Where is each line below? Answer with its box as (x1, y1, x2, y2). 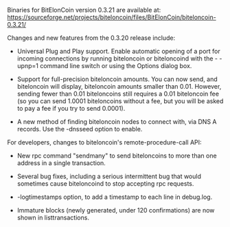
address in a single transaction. (16, 159, 106, 167)
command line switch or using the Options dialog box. (40, 62, 192, 69)
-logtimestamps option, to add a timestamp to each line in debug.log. (16, 193, 213, 201)
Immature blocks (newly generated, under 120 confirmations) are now (16, 206, 215, 214)
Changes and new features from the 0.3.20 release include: (7, 34, 176, 42)
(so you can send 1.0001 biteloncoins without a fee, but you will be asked (16, 97, 224, 105)
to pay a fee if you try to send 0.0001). (16, 105, 126, 112)
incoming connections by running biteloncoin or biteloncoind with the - (16, 54, 218, 63)
